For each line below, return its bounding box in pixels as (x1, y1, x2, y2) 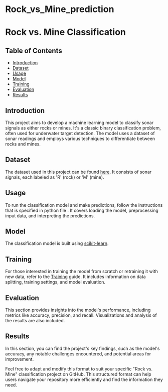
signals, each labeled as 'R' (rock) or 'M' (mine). (5, 174, 104, 180)
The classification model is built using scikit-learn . (5, 240, 109, 246)
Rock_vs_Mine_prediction (5, 4, 114, 15)
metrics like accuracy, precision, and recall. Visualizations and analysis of (5, 312, 157, 318)
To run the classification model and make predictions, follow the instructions (5, 202, 163, 208)
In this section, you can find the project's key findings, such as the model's (5, 345, 160, 351)
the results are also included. (5, 318, 65, 324)
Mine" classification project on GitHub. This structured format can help (5, 371, 151, 377)
